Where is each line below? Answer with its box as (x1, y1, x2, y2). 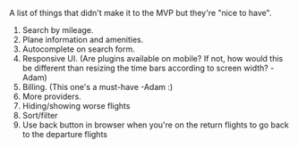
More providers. (21, 91, 82, 102)
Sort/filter (21, 111, 58, 120)
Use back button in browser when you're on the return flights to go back (21, 119, 289, 130)
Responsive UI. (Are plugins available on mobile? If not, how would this (21, 53, 284, 63)
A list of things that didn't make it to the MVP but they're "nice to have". (9, 8, 272, 18)
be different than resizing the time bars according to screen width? (21, 62, 268, 73)
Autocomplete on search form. (21, 44, 136, 54)
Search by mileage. (21, 25, 94, 35)
